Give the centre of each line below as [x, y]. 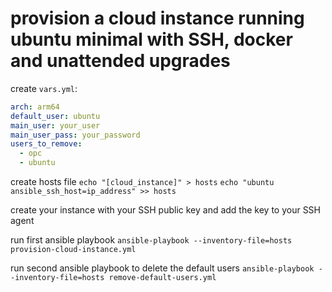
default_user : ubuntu [55, 116]
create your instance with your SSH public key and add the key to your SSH [166, 210]
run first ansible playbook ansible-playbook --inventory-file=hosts [151, 240]
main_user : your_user [55, 125]
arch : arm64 [35, 107]
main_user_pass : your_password [75, 135]
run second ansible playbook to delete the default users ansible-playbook [162, 268]
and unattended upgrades [120, 61]
